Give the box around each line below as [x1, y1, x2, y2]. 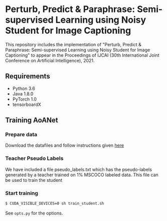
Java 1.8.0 [12, 90, 34, 96]
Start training [5, 189, 39, 196]
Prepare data [5, 131, 38, 138]
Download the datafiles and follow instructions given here [5, 142, 124, 149]
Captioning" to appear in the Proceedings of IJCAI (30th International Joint [5, 52, 159, 58]
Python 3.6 [12, 85, 35, 91]
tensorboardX [12, 101, 42, 107]
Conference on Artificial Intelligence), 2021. [5, 57, 95, 63]
